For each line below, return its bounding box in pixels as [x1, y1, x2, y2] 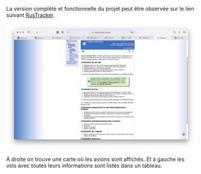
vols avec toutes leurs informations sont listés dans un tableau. [6, 162, 162, 169]
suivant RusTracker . [6, 11, 55, 19]
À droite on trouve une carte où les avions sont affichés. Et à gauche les [6, 155, 185, 163]
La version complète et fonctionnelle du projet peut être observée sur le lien [6, 5, 194, 12]
